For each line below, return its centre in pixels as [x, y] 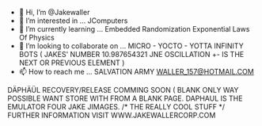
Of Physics [36, 37]
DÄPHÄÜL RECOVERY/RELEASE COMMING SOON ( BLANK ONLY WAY [123, 90]
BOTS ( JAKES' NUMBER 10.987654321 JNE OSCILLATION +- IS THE [131, 54]
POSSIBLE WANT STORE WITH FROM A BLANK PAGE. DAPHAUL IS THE [125, 98]
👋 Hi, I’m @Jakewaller [54, 12]
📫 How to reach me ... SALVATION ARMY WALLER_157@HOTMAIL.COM [136, 72]
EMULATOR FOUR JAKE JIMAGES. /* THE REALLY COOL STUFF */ [116, 107]
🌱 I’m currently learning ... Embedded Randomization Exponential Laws [134, 29]
